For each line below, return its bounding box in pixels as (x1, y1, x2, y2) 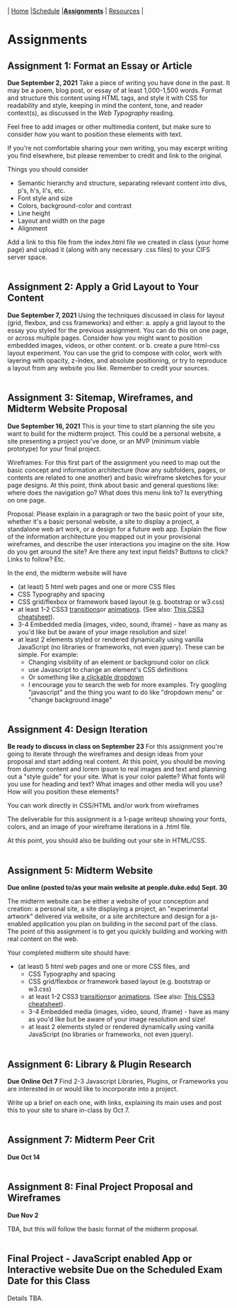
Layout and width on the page (17, 216, 105, 225)
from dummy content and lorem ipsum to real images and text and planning (7, 765, 227, 774)
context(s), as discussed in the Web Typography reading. (7, 109, 175, 117)
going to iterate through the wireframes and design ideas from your (7, 749, 204, 759)
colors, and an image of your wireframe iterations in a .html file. (7, 823, 192, 831)
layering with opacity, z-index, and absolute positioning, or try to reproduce (7, 356, 228, 365)
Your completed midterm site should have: (7, 948, 131, 957)
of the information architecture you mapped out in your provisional (7, 532, 201, 541)
